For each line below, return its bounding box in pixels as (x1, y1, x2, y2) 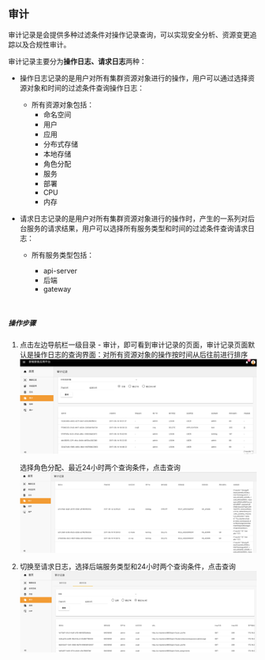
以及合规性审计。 (14, 39, 71, 49)
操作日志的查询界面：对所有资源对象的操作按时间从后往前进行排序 (33, 349, 248, 359)
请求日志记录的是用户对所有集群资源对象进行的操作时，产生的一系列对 (19, 214, 248, 223)
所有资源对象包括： (31, 99, 95, 109)
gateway (43, 284, 72, 293)
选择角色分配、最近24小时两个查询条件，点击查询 (19, 462, 181, 472)
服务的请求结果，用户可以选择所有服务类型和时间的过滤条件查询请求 (26, 223, 248, 233)
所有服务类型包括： (31, 250, 95, 259)
